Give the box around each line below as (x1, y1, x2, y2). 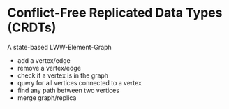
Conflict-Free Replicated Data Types (7, 5, 223, 21)
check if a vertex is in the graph (17, 71, 109, 80)
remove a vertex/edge (17, 64, 82, 72)
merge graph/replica (17, 93, 77, 102)
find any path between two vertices (17, 86, 120, 94)
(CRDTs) (7, 20, 57, 36)
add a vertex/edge (17, 56, 71, 64)
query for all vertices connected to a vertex (17, 78, 142, 87)
